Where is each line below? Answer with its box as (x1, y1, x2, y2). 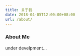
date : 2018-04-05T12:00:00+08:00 (5, 12, 75, 17)
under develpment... (5, 45, 47, 51)
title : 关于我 (5, 7, 33, 13)
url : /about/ (5, 17, 33, 22)
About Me (5, 33, 30, 40)
